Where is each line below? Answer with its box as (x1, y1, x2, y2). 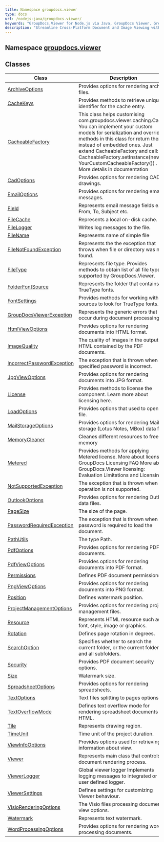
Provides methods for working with (78, 295, 159, 301)
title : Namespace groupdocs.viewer (5, 7, 78, 12)
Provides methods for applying (78, 447, 149, 454)
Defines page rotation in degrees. (78, 630, 155, 637)
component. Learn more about (78, 391, 148, 398)
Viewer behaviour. (78, 793, 121, 800)
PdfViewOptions (7, 561, 45, 568)
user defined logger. (78, 779, 125, 786)
